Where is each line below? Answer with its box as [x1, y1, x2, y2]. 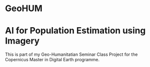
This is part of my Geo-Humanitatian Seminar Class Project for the [5, 51, 138, 57]
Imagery [5, 35, 40, 47]
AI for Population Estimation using [5, 25, 146, 36]
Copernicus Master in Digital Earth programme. [5, 57, 100, 63]
